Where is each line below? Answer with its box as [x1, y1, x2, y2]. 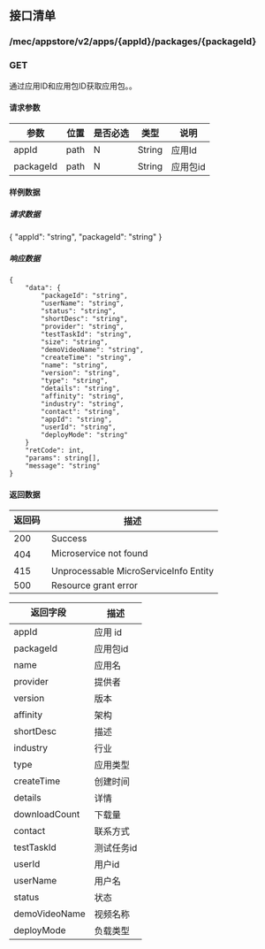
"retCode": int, [25, 446, 86, 455]
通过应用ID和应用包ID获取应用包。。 [9, 80, 137, 91]
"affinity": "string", [41, 392, 125, 401]
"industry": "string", [41, 400, 125, 409]
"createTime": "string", [41, 353, 132, 363]
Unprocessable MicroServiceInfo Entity [51, 564, 215, 577]
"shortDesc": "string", [41, 315, 128, 324]
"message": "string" [25, 462, 101, 471]
